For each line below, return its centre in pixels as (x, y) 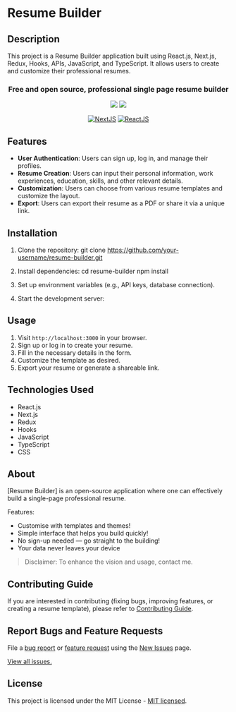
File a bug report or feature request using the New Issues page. (99, 648)
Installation (32, 233)
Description (33, 39)
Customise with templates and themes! (74, 526)
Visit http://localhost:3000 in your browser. (82, 337)
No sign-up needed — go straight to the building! (89, 541)
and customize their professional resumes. (69, 71)
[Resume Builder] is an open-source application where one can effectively (115, 491)
